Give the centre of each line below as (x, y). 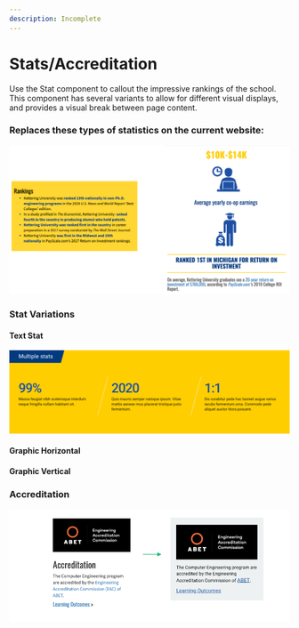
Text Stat (26, 335)
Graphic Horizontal (45, 451)
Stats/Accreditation (83, 64)
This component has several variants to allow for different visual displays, (144, 98)
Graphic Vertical (40, 471)
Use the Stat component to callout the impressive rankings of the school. (143, 88)
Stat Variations (42, 314)
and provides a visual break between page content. (103, 108)
